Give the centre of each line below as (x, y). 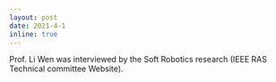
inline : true (34, 34)
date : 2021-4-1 (38, 26)
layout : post (34, 17)
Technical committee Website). (66, 69)
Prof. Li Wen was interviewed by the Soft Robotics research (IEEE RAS (138, 60)
